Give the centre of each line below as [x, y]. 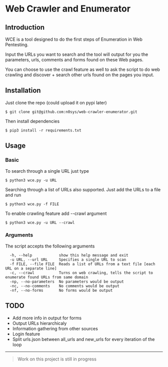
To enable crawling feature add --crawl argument [56, 213]
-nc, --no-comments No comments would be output [65, 286]
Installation [23, 91]
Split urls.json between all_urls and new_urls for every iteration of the [83, 339]
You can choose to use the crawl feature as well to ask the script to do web [82, 69]
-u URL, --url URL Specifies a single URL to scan [68, 260]
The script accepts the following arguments [50, 246]
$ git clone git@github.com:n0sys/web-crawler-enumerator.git [71, 112]
